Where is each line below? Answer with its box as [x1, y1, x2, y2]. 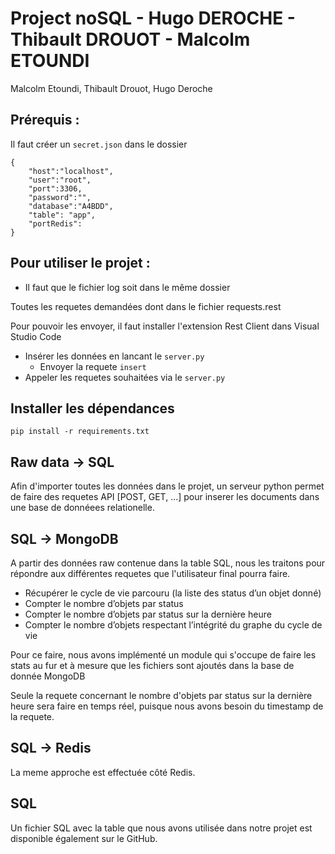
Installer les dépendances [10, 400, 175, 417]
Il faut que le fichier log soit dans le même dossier [24, 281, 231, 293]
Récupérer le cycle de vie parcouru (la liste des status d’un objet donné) [24, 587, 322, 599]
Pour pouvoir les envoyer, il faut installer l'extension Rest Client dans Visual [10, 320, 320, 332]
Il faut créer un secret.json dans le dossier [10, 138, 188, 150]
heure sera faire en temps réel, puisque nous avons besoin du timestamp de [10, 700, 324, 712]
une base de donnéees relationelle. [10, 502, 155, 514]
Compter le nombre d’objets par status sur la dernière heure [24, 608, 272, 620]
